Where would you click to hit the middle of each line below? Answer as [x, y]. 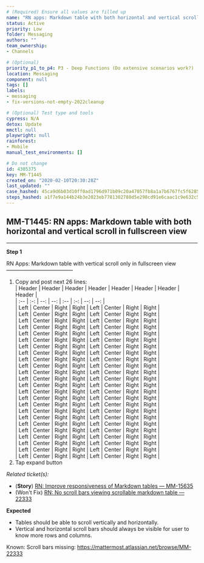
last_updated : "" [28, 186]
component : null [27, 80]
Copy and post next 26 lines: [51, 281]
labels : [16, 91]
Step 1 [14, 251]
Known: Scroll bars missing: [41, 547]
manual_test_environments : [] [45, 152]
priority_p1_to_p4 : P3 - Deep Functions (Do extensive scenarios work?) [100, 68]
